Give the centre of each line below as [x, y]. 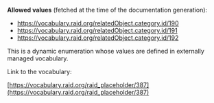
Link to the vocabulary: [39, 72]
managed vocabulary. [38, 58]
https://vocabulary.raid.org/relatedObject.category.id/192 [98, 38]
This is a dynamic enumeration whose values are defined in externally [106, 51]
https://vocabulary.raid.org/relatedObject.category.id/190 [98, 23]
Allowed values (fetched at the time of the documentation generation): [107, 10]
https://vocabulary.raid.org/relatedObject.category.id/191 [97, 31]
